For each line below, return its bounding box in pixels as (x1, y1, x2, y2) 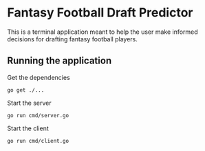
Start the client (7, 124, 50, 132)
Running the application (7, 55, 112, 67)
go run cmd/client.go (7, 137, 69, 144)
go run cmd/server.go (7, 112, 69, 119)
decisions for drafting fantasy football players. (7, 34, 138, 43)
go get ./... (7, 86, 45, 94)
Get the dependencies (7, 73, 70, 81)
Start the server (7, 99, 52, 107)
